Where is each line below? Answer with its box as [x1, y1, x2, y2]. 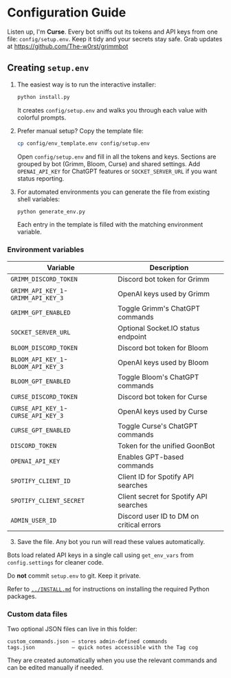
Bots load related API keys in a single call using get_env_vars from [7, 551, 194, 559]
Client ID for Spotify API [118, 472, 195, 482]
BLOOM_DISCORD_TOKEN [10, 343, 78, 352]
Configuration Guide [7, 5, 126, 21]
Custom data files [7, 609, 67, 619]
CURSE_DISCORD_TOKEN [10, 393, 78, 400]
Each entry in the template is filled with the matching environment [16, 221, 203, 229]
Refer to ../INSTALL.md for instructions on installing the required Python [7, 585, 210, 593]
